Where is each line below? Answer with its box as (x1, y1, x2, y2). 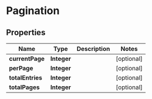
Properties (6, 28, 46, 37)
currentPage (9, 54, 45, 63)
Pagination (6, 4, 60, 18)
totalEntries (9, 74, 43, 81)
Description (76, 45, 110, 53)
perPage (9, 64, 33, 72)
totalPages (9, 83, 40, 91)
